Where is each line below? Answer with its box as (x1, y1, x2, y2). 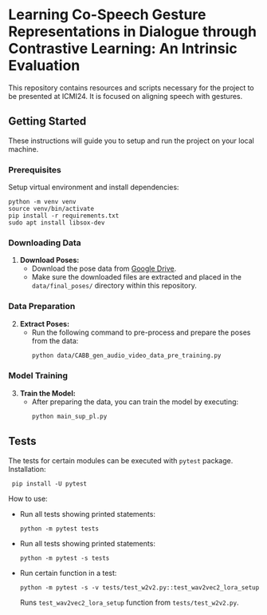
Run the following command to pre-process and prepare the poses (31, 327, 251, 337)
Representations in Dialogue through (8, 22, 257, 41)
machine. (8, 144, 39, 153)
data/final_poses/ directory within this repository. (31, 281, 197, 291)
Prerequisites (8, 164, 61, 175)
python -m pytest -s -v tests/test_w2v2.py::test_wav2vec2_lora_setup (19, 583, 260, 592)
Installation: (8, 464, 46, 474)
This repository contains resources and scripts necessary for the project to (8, 82, 255, 93)
